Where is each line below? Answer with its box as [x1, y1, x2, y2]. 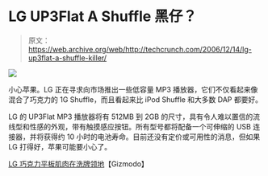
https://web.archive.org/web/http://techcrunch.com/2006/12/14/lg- [27, 44, 252, 54]
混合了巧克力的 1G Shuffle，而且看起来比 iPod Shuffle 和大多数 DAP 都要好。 [8, 94, 262, 104]
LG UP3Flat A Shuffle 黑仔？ [8, 7, 198, 26]
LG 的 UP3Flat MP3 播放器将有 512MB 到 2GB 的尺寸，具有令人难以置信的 [8, 112, 253, 121]
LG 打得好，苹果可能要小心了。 [8, 141, 111, 151]
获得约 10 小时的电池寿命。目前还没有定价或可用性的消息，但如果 [43, 132, 261, 141]
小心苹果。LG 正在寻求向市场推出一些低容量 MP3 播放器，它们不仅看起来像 [8, 84, 258, 94]
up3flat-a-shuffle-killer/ [27, 53, 107, 63]
